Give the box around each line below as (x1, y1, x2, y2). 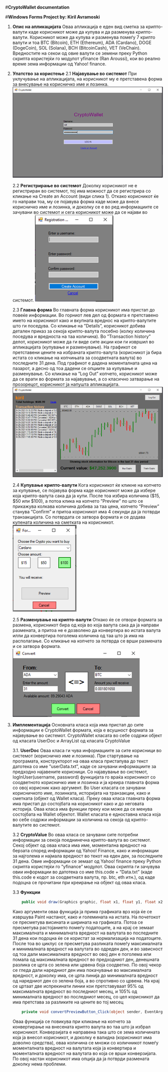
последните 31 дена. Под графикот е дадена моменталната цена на (12, 360, 157, 366)
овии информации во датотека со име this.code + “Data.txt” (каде (12, 869, 152, 875)
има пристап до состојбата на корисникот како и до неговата (12, 801, 144, 807)
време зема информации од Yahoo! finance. (12, 61, 106, 67)
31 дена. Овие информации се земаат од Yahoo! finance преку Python (12, 858, 161, 864)
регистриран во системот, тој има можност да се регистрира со (12, 188, 151, 194)
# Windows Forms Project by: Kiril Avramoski (5, 14, 100, 20)
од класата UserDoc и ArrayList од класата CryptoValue (12, 738, 130, 744)
